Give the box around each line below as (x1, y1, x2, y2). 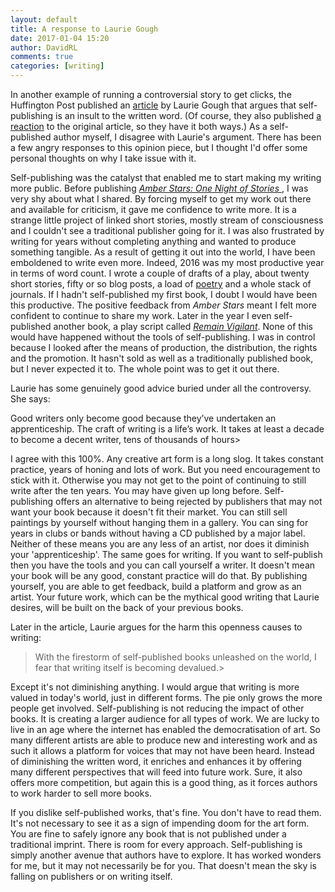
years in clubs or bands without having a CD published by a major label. (10, 527, 306, 539)
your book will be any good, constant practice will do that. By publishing (10, 570, 308, 581)
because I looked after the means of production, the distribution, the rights (10, 342, 318, 353)
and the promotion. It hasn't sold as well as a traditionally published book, (10, 352, 314, 364)
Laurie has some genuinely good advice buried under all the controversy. (10, 382, 312, 394)
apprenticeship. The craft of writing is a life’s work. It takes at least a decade (10, 423, 325, 435)
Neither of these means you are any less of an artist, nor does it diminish (10, 538, 310, 550)
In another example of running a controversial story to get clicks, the (10, 89, 292, 100)
